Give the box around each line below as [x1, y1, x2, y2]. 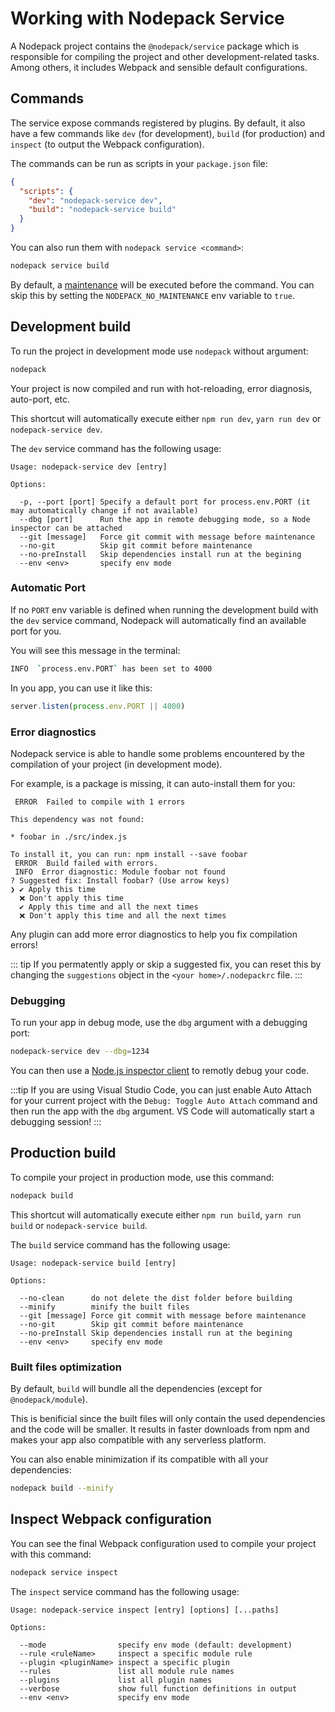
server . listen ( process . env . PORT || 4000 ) [10, 701, 186, 711]
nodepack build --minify [10, 1483, 114, 1494]
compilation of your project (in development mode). [10, 758, 223, 770]
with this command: [10, 1548, 92, 1560]
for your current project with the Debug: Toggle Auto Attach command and [10, 1095, 318, 1107]
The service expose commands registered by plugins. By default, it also [10, 117, 306, 129]
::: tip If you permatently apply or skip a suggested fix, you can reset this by [10, 958, 322, 970]
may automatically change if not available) [10, 505, 199, 516]
